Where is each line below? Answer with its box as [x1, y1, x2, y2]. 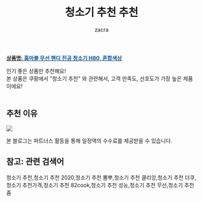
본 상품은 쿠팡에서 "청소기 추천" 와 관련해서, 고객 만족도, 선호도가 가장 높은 [6, 75, 182, 82]
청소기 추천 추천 [65, 5, 138, 19]
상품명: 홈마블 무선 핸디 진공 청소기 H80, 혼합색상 [6, 54, 122, 61]
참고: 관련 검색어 [6, 157, 65, 167]
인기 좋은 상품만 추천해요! [6, 67, 67, 75]
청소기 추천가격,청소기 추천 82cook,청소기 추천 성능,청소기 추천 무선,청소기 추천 [6, 181, 195, 189]
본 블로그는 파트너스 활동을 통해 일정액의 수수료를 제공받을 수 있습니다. [6, 137, 172, 144]
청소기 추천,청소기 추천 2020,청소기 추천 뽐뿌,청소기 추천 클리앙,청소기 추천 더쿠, [6, 173, 197, 181]
